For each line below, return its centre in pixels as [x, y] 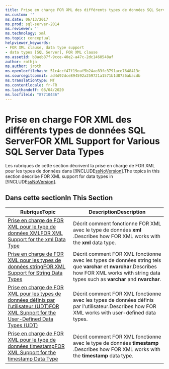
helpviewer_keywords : [28, 43]
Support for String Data [35, 273]
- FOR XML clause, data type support [45, 48]
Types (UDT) [23, 326]
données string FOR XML [37, 267]
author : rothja [21, 62]
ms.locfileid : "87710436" [32, 95]
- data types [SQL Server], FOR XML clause [52, 52]
